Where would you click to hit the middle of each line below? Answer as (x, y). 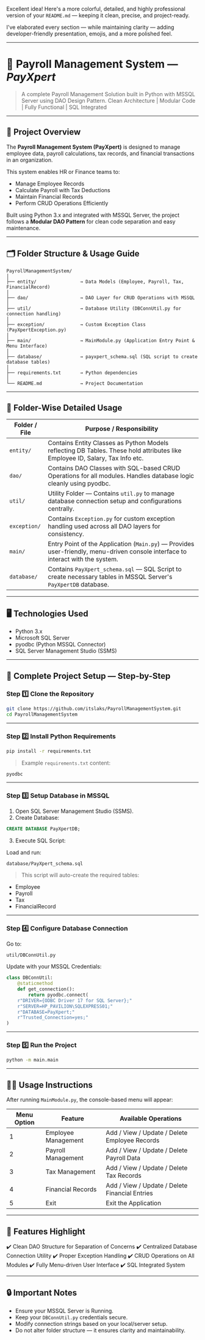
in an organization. (30, 160)
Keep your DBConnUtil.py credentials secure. (71, 1317)
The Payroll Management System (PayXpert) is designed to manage (93, 147)
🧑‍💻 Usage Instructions (50, 1085)
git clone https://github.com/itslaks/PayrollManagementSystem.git (94, 709)
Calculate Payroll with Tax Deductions (63, 190)
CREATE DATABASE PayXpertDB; (43, 829)
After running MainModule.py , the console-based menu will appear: (90, 1100)
